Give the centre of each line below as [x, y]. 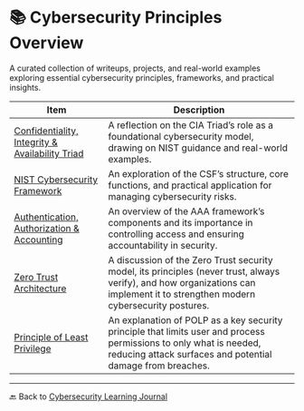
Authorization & [47, 228]
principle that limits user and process [186, 331]
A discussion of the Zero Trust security [190, 259]
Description [199, 110]
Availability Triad [49, 153]
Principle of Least [51, 337]
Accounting [38, 240]
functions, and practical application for [190, 185]
